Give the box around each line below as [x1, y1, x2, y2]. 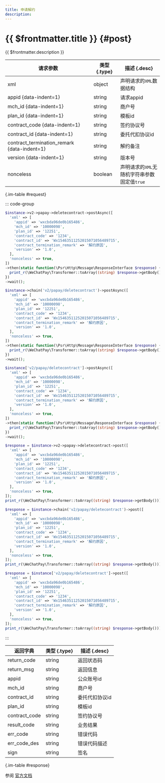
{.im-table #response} [5, 762, 50, 768]
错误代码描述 [78, 740, 108, 747]
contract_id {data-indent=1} [7, 131, 73, 138]
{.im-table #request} [5, 192, 47, 197]
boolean [93, 171, 112, 178]
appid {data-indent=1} [7, 94, 60, 101]
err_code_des [7, 740, 39, 747]
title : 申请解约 [5, 7, 35, 12]
